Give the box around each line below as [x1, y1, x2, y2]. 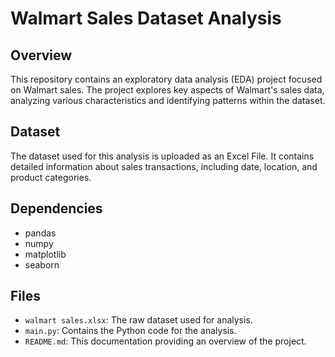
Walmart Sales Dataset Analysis [10, 7, 282, 30]
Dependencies [10, 200, 103, 217]
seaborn [24, 258, 60, 271]
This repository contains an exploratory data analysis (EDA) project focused [10, 73, 323, 85]
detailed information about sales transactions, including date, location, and [10, 160, 318, 172]
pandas [24, 227, 57, 239]
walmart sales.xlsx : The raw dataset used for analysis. [24, 314, 253, 326]
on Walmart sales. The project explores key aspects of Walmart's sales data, [10, 84, 325, 96]
